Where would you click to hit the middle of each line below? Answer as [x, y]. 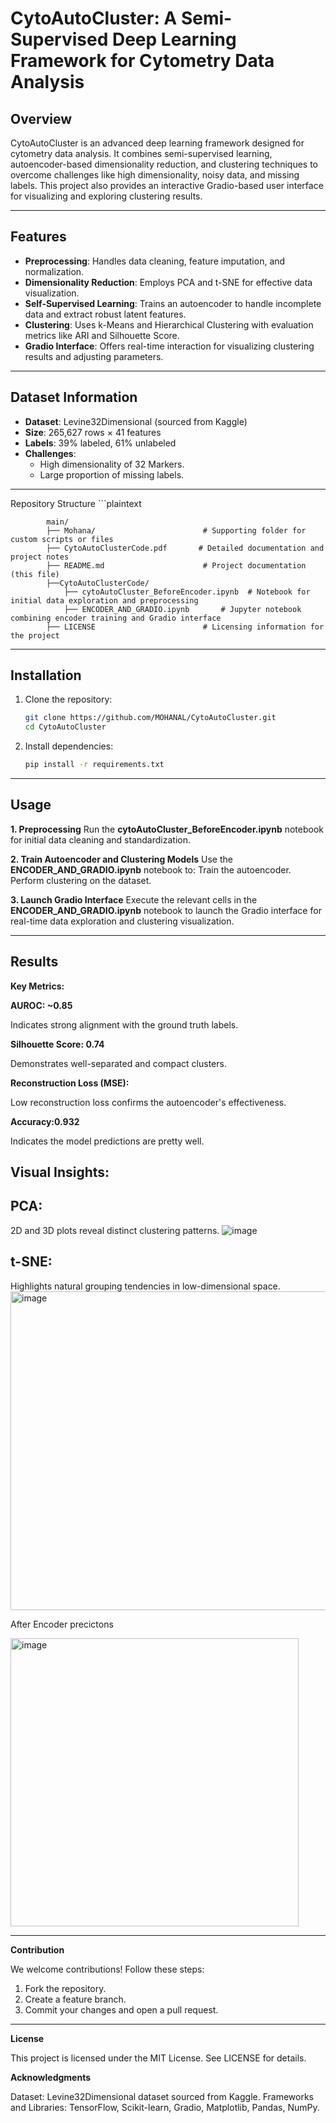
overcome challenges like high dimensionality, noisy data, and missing [155, 175]
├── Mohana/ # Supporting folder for [176, 530]
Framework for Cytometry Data [142, 61]
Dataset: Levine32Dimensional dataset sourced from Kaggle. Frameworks [162, 2096]
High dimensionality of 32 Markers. [112, 464]
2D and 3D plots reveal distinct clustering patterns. [115, 1230]
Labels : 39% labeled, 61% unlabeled [100, 443]
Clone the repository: [68, 699]
